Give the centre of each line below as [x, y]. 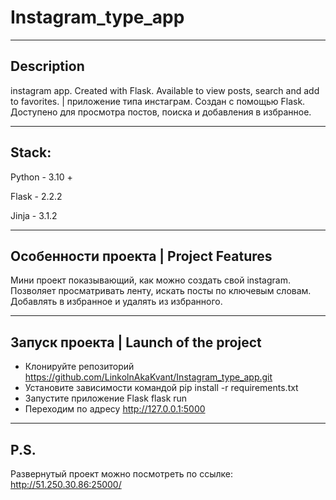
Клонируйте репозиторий [79, 367]
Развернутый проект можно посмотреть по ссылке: [121, 474]
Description [47, 66]
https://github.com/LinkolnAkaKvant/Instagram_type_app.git [148, 377]
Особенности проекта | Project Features [141, 256]
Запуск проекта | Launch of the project [136, 342]
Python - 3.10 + [41, 177]
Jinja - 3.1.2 [34, 215]
